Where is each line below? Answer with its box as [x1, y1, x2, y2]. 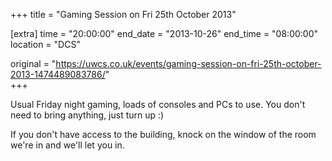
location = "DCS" [10, 39, 81, 50]
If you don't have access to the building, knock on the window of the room [10, 129, 317, 140]
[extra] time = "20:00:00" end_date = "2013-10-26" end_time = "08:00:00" [10, 28, 319, 39]
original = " [10, 58, 57, 69]
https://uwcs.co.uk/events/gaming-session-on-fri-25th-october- [55, 58, 322, 69]
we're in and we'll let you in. [10, 139, 125, 151]
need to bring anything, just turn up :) [10, 109, 165, 121]
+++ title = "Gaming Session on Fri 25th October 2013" [10, 9, 237, 20]
